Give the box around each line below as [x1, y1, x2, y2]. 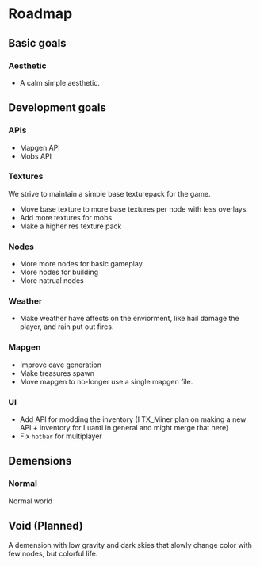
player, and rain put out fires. [19, 322, 114, 331]
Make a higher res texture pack [19, 221, 122, 231]
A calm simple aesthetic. [19, 78, 101, 87]
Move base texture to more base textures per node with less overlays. [19, 204, 248, 214]
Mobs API [19, 151, 52, 161]
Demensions [8, 454, 72, 468]
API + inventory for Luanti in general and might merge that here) [19, 423, 229, 433]
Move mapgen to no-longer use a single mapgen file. [19, 377, 193, 386]
